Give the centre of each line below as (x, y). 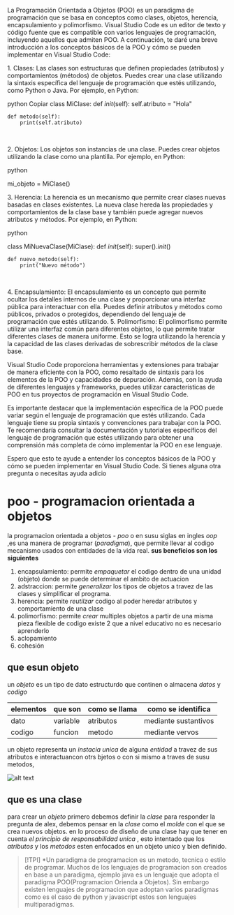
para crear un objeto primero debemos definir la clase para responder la (111, 817)
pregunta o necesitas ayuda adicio (57, 473)
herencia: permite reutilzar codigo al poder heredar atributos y (107, 601)
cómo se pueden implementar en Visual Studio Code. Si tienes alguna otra (114, 466)
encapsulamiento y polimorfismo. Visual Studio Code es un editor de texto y (117, 25)
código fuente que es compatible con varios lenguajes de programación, (112, 32)
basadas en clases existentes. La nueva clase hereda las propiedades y (110, 204)
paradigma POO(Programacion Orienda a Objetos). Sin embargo (117, 881)
